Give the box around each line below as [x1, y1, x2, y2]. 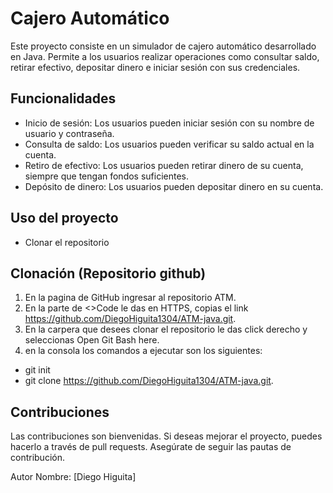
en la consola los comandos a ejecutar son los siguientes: [24, 345, 263, 357]
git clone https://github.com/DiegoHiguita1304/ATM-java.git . [24, 375, 274, 387]
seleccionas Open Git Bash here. [24, 334, 160, 346]
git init [24, 364, 51, 376]
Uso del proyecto [10, 210, 119, 227]
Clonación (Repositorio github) [10, 265, 207, 282]
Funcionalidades [10, 90, 117, 107]
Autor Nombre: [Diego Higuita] [10, 471, 137, 483]
